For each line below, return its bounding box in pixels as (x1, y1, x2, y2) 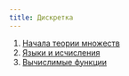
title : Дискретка (9, 13, 74, 22)
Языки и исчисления (21, 46, 101, 58)
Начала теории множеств (21, 38, 120, 48)
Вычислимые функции (21, 56, 108, 67)
